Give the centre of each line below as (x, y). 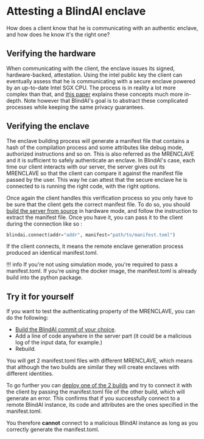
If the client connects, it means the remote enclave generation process (95, 246)
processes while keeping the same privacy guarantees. (76, 107)
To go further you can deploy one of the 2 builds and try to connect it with (99, 385)
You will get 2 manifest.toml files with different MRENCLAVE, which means (100, 361)
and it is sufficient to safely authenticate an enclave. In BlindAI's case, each (101, 160)
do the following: (27, 318)
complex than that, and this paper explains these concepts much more (95, 94)
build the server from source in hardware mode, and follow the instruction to (102, 210)
